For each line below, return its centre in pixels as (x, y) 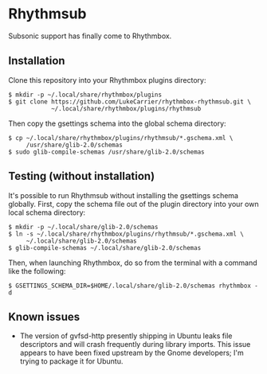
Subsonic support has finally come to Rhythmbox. (90, 36)
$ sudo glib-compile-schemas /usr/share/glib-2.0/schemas (106, 152)
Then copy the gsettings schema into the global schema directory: (117, 123)
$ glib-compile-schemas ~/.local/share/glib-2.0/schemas (105, 247)
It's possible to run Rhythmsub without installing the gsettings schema (124, 195)
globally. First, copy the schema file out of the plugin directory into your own (133, 204)
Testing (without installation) (82, 176)
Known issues (44, 316)
